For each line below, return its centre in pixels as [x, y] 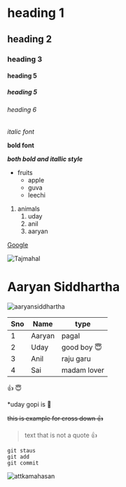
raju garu [76, 359]
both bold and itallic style [45, 159]
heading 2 [30, 39]
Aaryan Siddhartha [64, 286]
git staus [22, 450]
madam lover [83, 370]
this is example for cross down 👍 [55, 418]
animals [29, 209]
